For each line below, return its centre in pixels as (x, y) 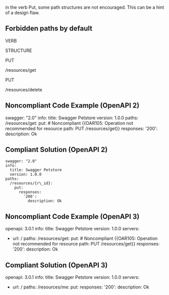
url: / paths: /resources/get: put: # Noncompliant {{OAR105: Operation (85, 238)
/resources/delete (24, 89)
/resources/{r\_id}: (31, 183)
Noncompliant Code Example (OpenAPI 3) (72, 216)
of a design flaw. (22, 13)
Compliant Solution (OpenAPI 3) (57, 265)
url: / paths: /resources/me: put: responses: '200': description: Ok (81, 287)
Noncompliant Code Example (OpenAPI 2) (72, 106)
